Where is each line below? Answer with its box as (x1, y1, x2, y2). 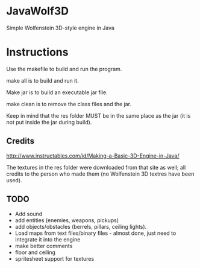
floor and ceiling (14, 249, 56, 256)
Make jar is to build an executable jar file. (6, 89, 108, 96)
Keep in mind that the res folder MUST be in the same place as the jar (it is (6, 112, 191, 119)
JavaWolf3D (6, 4, 69, 18)
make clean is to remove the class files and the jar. (6, 100, 131, 107)
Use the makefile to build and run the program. (6, 65, 122, 72)
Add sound (14, 210, 43, 217)
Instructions (6, 45, 69, 59)
